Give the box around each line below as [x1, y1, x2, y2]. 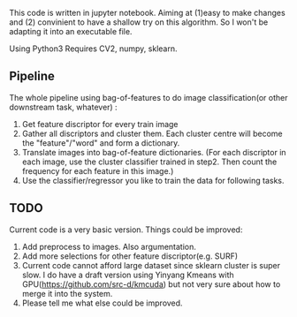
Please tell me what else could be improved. [21, 298, 183, 308]
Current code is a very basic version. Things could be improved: [9, 224, 243, 235]
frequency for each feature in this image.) [21, 165, 174, 176]
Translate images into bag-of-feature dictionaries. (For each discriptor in [21, 147, 286, 157]
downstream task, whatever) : [9, 102, 118, 112]
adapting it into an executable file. [9, 26, 133, 36]
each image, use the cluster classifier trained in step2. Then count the [21, 156, 278, 167]
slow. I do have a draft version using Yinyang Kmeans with [21, 269, 234, 280]
